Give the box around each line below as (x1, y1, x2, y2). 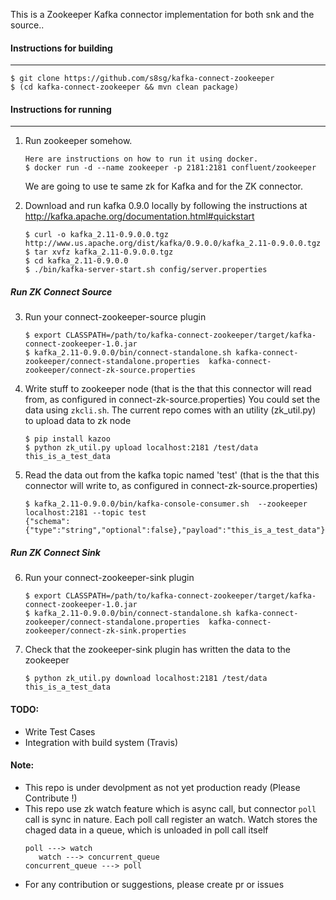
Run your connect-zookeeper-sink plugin (24, 572, 195, 584)
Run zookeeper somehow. (24, 135, 133, 147)
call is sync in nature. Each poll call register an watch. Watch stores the (24, 813, 318, 825)
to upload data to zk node (24, 415, 132, 427)
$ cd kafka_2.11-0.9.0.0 (24, 256, 129, 266)
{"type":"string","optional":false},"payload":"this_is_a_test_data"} (24, 525, 326, 536)
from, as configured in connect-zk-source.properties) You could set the (24, 394, 321, 406)
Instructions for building (10, 42, 113, 54)
